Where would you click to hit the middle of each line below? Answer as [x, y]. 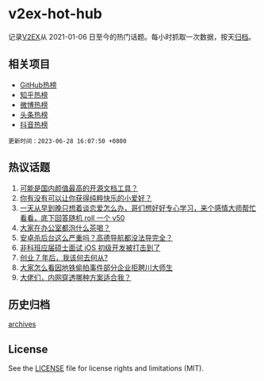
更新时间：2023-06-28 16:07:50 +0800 [67, 141]
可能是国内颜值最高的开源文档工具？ [79, 188]
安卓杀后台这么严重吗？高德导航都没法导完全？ [96, 237]
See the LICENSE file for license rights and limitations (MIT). [106, 368]
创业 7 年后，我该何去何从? [64, 257]
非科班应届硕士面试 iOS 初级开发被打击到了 [90, 248]
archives [22, 324]
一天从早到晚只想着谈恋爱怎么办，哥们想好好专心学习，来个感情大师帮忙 [138, 208]
